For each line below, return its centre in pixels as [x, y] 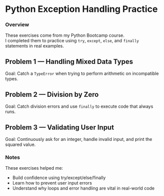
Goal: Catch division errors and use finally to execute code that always [79, 106]
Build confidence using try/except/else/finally [59, 178]
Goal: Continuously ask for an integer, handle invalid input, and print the [79, 139]
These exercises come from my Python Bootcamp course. [65, 35]
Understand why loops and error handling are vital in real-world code [83, 188]
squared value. [20, 144]
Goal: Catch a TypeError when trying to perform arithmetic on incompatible [82, 73]
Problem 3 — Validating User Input [60, 127]
